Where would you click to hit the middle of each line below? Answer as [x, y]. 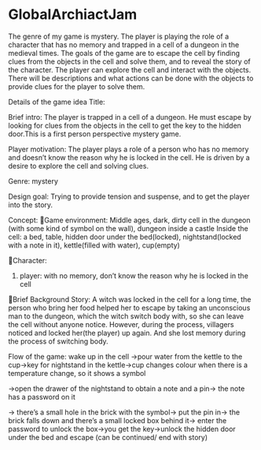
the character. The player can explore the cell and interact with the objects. [130, 69]
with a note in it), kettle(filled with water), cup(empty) [94, 245]
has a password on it [42, 396]
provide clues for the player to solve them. [77, 86]
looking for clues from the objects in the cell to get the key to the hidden [125, 125]
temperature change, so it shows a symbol [77, 373]
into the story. [31, 205]
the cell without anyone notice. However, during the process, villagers [121, 324]
